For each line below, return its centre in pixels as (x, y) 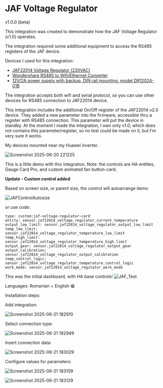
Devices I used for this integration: (39, 61)
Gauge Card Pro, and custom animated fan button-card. (61, 169)
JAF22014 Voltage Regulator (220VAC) (51, 70)
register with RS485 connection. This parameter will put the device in (74, 120)
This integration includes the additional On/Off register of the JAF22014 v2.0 (82, 110)
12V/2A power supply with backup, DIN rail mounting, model (72, 81)
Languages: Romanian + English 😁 (40, 286)
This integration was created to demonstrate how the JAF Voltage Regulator (81, 31)
